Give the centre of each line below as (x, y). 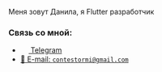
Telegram (46, 50)
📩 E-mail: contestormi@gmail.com (74, 59)
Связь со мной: (40, 32)
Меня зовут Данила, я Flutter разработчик (81, 12)
